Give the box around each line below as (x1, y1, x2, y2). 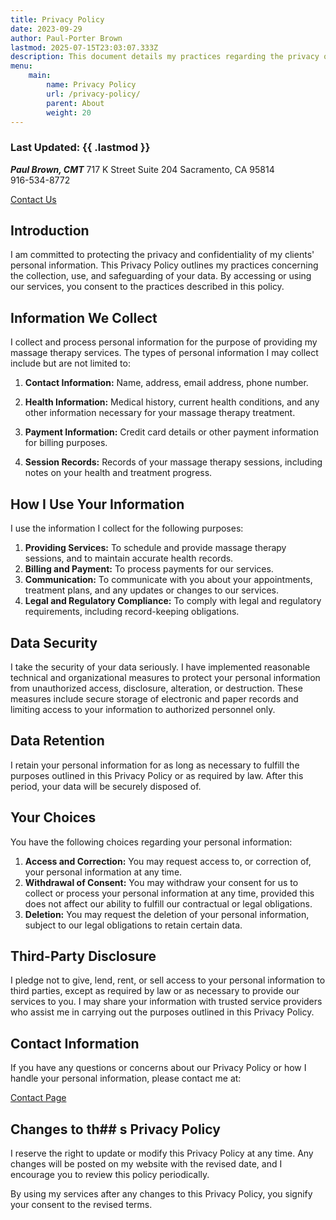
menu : (10, 61, 33, 71)
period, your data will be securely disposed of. (10, 780, 202, 792)
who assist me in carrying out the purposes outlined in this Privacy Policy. (10, 1006, 315, 1018)
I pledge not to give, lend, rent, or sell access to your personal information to (10, 974, 326, 986)
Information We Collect (10, 309, 158, 326)
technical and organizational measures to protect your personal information (10, 671, 321, 683)
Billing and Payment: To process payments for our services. (24, 563, 274, 575)
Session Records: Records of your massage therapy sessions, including (24, 456, 323, 468)
